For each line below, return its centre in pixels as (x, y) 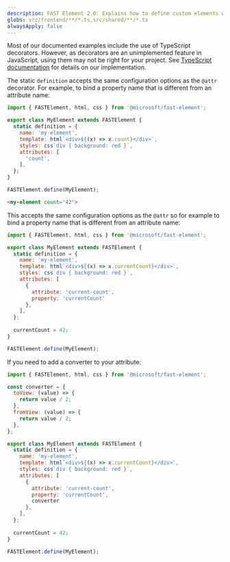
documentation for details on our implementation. (77, 67)
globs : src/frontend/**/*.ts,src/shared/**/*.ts (78, 20)
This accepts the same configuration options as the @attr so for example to (114, 215)
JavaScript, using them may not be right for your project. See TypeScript (110, 60)
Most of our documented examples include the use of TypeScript (99, 46)
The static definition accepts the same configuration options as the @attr (112, 81)
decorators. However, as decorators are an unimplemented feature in (104, 53)
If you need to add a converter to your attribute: (74, 362)
